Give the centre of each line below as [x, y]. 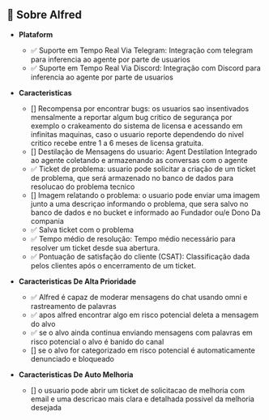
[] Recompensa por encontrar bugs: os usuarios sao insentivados [140, 108]
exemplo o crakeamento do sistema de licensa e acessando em [137, 126]
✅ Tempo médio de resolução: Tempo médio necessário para [133, 238]
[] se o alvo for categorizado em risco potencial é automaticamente [143, 350]
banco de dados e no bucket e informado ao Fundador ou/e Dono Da [145, 212]
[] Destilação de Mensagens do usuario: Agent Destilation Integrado [144, 152]
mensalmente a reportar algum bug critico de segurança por [131, 117]
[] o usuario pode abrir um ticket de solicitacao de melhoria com [138, 390]
